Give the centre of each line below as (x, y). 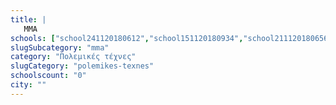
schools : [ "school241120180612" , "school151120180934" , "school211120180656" (171, 38)
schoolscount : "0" (48, 76)
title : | (28, 19)
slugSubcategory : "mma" (60, 47)
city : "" (28, 85)
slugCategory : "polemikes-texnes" (82, 66)
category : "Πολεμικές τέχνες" (73, 57)
